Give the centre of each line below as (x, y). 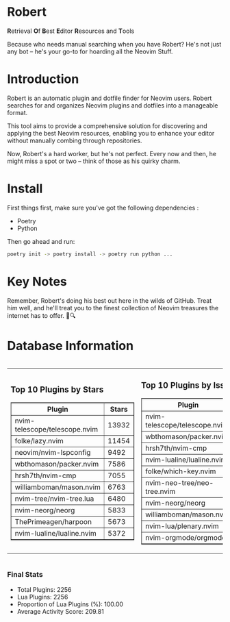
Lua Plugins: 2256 (42, 597)
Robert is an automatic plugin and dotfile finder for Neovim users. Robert (110, 98)
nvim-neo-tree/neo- (179, 483)
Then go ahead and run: (41, 241)
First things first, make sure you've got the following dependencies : (103, 208)
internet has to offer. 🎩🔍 (41, 315)
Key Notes (37, 281)
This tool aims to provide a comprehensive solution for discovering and (107, 126)
